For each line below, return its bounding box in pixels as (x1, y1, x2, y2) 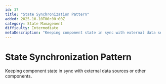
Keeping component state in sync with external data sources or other (5, 68, 146, 74)
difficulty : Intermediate (5, 26, 58, 31)
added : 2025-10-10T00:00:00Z (5, 16, 65, 21)
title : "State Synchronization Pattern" (5, 12, 90, 17)
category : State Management (5, 21, 63, 26)
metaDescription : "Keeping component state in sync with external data (5, 30, 156, 35)
